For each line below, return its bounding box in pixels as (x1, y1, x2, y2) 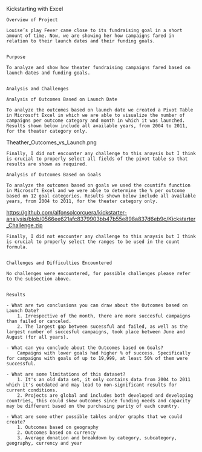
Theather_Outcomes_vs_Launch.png (6, 139, 97, 146)
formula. (6, 244, 28, 250)
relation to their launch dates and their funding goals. (6, 38, 155, 44)
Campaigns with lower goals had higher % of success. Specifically (17, 350, 191, 356)
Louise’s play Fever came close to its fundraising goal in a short (6, 27, 183, 33)
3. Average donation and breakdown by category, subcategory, (17, 435, 177, 441)
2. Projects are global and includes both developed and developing (17, 393, 194, 399)
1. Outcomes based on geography (17, 424, 99, 430)
